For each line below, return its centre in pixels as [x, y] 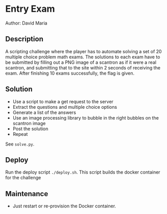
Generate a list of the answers [44, 112]
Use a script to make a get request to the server [63, 101]
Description [24, 39]
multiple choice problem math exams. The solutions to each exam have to [83, 57]
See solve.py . [20, 144]
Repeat [20, 134]
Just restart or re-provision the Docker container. [64, 206]
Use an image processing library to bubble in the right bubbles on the [86, 117]
